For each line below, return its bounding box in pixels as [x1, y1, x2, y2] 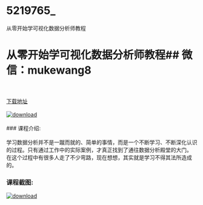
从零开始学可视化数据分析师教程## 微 [6, 48, 193, 62]
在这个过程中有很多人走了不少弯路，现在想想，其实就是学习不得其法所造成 [6, 153, 192, 161]
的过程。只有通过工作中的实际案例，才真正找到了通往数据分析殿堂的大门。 [6, 146, 192, 153]
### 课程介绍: [6, 124, 41, 131]
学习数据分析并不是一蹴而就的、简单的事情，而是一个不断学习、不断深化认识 [6, 138, 198, 146]
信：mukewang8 [6, 63, 92, 77]
